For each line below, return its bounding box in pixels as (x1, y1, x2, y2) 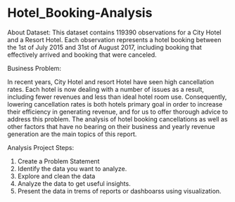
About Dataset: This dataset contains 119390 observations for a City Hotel (7, 28, 222, 36)
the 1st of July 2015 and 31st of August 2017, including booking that (7, 43, 202, 51)
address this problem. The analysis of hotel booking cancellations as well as (7, 114, 228, 123)
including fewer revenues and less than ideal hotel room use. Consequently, (7, 93, 227, 101)
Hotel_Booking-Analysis (7, 5, 153, 21)
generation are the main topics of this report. (7, 130, 137, 138)
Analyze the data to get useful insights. (17, 179, 132, 187)
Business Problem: (7, 64, 62, 72)
